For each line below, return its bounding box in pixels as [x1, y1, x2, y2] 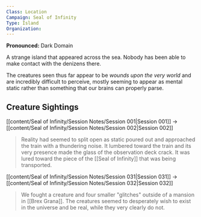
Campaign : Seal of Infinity [6, 14, 77, 20]
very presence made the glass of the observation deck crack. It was [20, 148, 190, 156]
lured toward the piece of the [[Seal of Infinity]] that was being [20, 155, 176, 162]
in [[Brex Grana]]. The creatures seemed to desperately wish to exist [20, 198, 191, 205]
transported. [20, 162, 52, 169]
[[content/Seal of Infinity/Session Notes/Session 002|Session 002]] [6, 124, 173, 132]
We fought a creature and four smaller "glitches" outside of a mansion [20, 191, 194, 198]
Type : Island [6, 20, 39, 26]
